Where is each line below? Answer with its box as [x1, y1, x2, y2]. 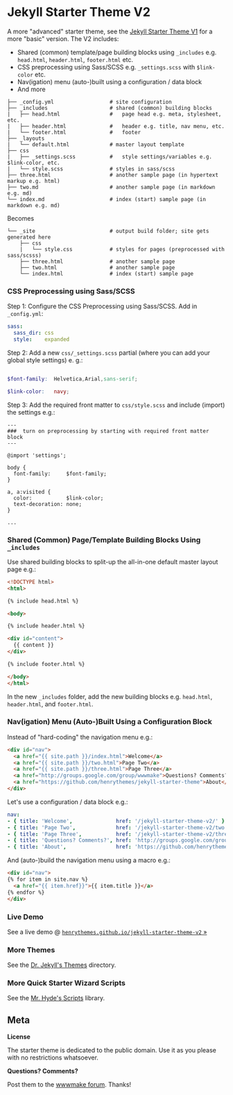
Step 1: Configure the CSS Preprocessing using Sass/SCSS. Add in [7, 302, 198, 310]
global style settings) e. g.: [7, 355, 83, 364]
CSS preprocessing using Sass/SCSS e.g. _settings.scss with [17, 63, 196, 71]
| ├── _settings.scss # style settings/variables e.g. [7, 153, 213, 160]
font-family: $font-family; [13, 470, 107, 477]
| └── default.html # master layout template [7, 141, 185, 148]
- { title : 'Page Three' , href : [7, 831, 132, 838]
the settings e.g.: [7, 408, 55, 416]
